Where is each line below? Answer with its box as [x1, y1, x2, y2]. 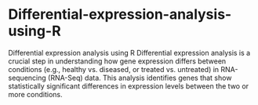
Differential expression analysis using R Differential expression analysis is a [8, 48, 251, 57]
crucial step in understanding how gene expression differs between [8, 56, 227, 66]
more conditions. [8, 89, 63, 99]
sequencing [8, 73, 47, 82]
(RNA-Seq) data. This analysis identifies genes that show [48, 73, 232, 82]
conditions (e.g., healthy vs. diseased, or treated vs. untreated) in [8, 64, 220, 74]
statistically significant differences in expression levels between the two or [8, 81, 249, 91]
